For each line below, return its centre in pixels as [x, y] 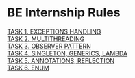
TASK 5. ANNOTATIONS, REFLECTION [61, 60]
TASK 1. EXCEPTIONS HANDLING [54, 31]
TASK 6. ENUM [28, 68]
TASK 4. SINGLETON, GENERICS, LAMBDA [67, 53]
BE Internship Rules [64, 13]
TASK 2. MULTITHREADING [46, 38]
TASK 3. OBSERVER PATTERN [49, 46]
